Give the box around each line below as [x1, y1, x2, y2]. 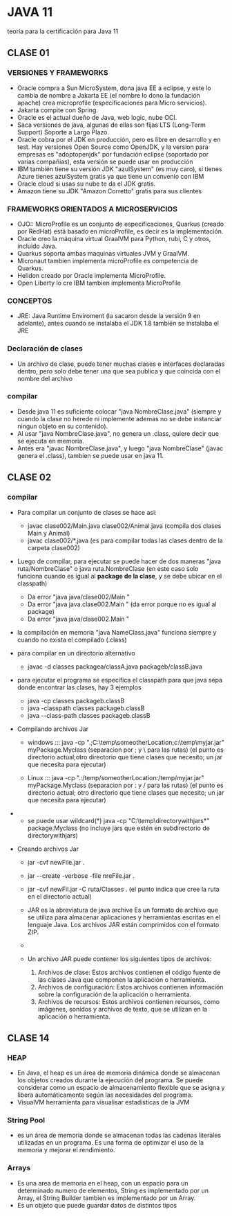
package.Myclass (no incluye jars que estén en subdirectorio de [27, 824, 211, 832]
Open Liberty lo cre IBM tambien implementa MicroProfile [17, 279, 181, 287]
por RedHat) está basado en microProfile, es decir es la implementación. [17, 227, 224, 236]
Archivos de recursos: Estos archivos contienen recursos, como [37, 997, 220, 1005]
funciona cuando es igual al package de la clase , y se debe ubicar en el [17, 572, 222, 580]
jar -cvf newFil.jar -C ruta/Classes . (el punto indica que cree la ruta [27, 885, 220, 893]
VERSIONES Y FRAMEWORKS [7, 68, 108, 78]
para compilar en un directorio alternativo [17, 649, 136, 657]
